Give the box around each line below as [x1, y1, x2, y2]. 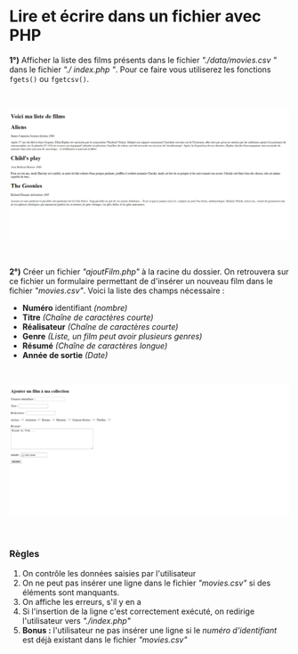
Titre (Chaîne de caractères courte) [21, 312, 154, 323]
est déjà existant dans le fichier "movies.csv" [21, 634, 188, 645]
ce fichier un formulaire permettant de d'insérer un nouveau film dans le [9, 275, 273, 286]
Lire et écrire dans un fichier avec [9, 6, 262, 27]
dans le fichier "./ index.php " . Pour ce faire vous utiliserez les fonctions [9, 64, 271, 75]
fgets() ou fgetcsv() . [9, 73, 90, 84]
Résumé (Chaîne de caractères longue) [21, 340, 168, 351]
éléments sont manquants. [21, 586, 120, 598]
